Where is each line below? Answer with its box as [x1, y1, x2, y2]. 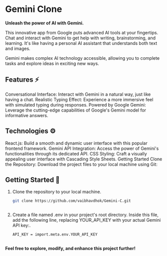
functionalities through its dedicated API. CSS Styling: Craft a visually [5, 150, 147, 156]
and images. [5, 45, 31, 51]
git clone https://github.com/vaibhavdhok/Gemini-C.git [12, 198, 131, 204]
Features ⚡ [5, 76, 39, 84]
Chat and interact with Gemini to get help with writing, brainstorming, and [5, 35, 156, 41]
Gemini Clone [5, 3, 62, 15]
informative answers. [5, 112, 48, 118]
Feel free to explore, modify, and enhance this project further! [5, 246, 136, 252]
